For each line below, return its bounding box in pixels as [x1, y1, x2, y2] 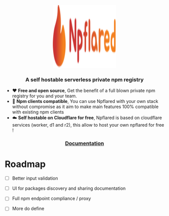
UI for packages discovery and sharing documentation [12, 185, 126, 191]
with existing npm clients [12, 109, 64, 115]
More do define [12, 205, 45, 211]
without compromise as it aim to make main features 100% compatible [12, 103, 159, 110]
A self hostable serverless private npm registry [25, 76, 144, 83]
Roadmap [5, 158, 46, 170]
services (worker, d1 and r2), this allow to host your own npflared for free [12, 122, 164, 128]
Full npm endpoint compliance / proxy [12, 195, 92, 201]
